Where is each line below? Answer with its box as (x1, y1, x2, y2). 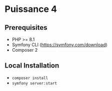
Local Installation (4, 61, 59, 70)
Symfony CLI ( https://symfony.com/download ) (11, 42, 108, 48)
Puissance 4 (4, 3, 57, 15)
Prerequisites (4, 23, 47, 32)
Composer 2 (11, 47, 38, 53)
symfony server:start (11, 81, 57, 86)
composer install (11, 76, 48, 81)
